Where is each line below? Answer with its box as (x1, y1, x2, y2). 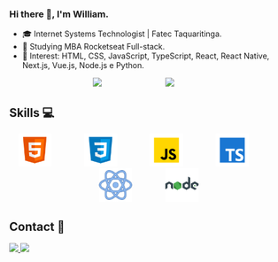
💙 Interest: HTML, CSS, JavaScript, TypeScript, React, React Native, (21, 50, 270, 61)
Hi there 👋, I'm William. (9, 8, 109, 20)
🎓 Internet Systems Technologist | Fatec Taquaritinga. (21, 28, 222, 39)
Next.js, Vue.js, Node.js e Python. (21, 60, 144, 71)
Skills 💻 (9, 105, 55, 120)
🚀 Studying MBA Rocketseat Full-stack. (21, 42, 166, 52)
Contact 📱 (9, 219, 66, 234)
